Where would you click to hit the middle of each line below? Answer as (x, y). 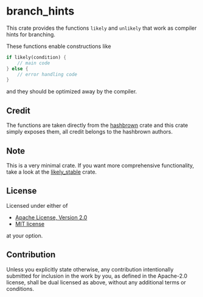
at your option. (25, 236)
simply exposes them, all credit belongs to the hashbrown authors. (90, 132)
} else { (17, 69)
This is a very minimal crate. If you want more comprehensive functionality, (100, 165)
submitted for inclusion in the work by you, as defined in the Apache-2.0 (97, 276)
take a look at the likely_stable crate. (52, 172)
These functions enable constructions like (59, 46)
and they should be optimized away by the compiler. (72, 92)
